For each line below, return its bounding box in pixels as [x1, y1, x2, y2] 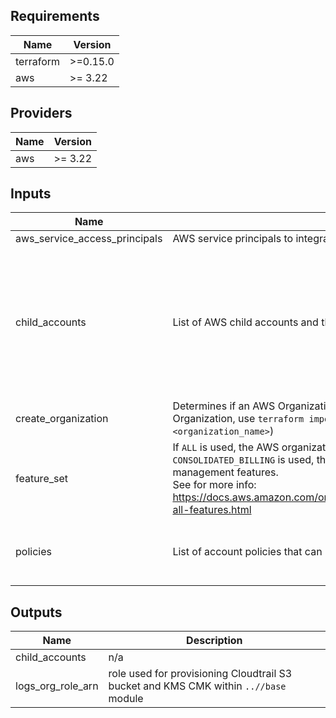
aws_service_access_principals [15, 232, 163, 246]
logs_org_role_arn [15, 679, 99, 693]
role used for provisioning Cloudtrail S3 [108, 667, 293, 681]
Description [186, 634, 243, 648]
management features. [172, 465, 279, 479]
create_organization [15, 412, 109, 426]
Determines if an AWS [172, 399, 276, 413]
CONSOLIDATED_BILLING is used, [172, 453, 315, 467]
